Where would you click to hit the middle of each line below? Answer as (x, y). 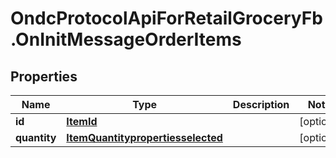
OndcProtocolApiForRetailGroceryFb (166, 18)
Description (261, 104)
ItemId (82, 121)
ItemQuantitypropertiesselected (144, 137)
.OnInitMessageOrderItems (126, 39)
